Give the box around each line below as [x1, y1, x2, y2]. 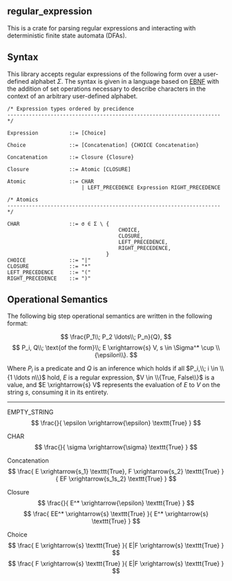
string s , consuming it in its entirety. [7, 388, 109, 397]
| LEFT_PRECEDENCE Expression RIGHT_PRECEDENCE [81, 184, 221, 191]
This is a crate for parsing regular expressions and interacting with [7, 24, 196, 32]
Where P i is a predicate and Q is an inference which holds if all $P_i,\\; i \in [7, 364, 219, 375]
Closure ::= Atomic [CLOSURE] [7, 166, 131, 172]
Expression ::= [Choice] [7, 129, 107, 136]
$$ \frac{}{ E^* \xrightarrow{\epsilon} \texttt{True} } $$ [37, 499, 195, 508]
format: [7, 319, 28, 328]
